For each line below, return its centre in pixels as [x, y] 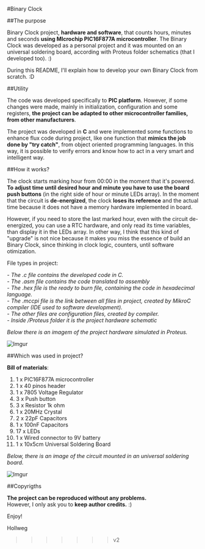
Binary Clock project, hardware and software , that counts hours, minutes [99, 32]
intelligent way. [26, 157]
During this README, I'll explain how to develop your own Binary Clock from [103, 70]
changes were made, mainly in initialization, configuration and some [92, 107]
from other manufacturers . [41, 120]
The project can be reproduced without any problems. [77, 498]
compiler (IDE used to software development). [65, 307]
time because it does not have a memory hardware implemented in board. [100, 207]
